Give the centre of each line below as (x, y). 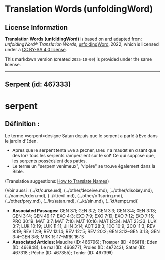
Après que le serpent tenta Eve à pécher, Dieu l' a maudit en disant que (84, 150)
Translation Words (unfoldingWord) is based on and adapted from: (74, 39)
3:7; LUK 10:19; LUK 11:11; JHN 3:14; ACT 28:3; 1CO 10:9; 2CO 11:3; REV (84, 226)
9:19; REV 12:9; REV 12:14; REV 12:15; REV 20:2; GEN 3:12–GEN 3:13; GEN (86, 232)
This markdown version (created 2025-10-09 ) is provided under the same (79, 59)
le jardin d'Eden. (22, 141)
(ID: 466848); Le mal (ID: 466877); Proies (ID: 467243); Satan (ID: (79, 247)
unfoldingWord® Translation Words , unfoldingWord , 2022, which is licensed (82, 44)
